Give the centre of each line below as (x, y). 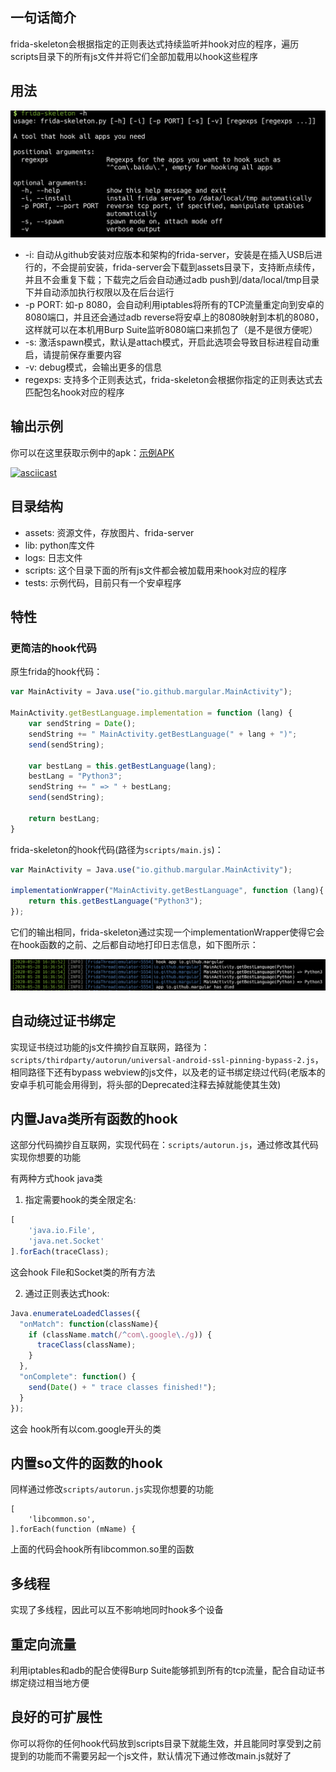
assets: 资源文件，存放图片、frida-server (109, 532)
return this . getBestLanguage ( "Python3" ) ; (115, 901)
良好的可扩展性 (56, 1717)
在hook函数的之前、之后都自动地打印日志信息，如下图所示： (134, 945)
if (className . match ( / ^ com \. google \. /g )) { (120, 1334)
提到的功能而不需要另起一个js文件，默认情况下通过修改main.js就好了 (151, 1755)
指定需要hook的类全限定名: (80, 1200)
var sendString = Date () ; (82, 724)
